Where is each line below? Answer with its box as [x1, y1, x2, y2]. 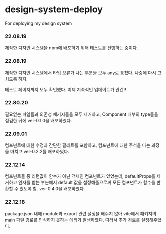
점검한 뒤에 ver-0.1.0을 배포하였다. [5, 117, 72, 123]
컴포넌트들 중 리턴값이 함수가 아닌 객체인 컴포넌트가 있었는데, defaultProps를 [5, 173, 156, 179]
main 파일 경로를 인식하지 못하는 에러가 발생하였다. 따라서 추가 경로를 [5, 217, 140, 223]
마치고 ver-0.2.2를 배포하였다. [10, 149, 70, 155]
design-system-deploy [5, 4, 103, 15]
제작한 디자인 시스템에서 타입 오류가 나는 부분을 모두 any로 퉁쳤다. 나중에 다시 [5, 69, 156, 76]
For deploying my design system [5, 20, 72, 26]
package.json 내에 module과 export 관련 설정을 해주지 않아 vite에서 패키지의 [5, 210, 156, 216]
